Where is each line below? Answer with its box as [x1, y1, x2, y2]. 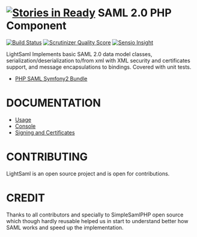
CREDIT [6, 191, 45, 204]
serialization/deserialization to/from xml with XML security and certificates [6, 57, 190, 64]
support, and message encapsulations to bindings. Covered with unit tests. [6, 63, 192, 71]
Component [6, 19, 67, 33]
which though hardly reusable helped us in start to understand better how [6, 217, 189, 224]
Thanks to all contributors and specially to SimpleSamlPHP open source [6, 211, 184, 218]
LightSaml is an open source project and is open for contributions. [6, 169, 170, 177]
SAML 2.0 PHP [97, 6, 172, 20]
